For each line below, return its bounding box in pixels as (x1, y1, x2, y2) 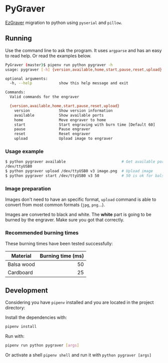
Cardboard (7, 269, 33, 276)
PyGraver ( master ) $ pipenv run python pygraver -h (5, 62, 113, 68)
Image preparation (5, 185, 51, 192)
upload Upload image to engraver (14, 136, 113, 141)
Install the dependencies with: (5, 314, 67, 320)
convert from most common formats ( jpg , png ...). (5, 202, 105, 208)
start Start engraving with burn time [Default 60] (14, 122, 155, 127)
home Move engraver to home (14, 117, 106, 123)
